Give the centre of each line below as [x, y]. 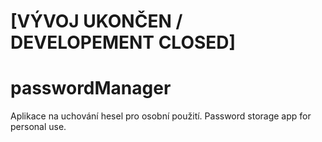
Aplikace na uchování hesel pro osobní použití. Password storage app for [161, 116]
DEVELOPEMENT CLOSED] [123, 42]
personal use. [38, 127]
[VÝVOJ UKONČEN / [96, 21]
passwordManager [91, 88]
